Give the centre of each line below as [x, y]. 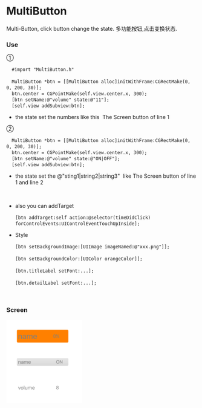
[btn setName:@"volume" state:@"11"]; [61, 100]
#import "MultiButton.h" [43, 70]
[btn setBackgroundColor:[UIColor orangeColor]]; [79, 259]
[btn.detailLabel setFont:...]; [56, 283]
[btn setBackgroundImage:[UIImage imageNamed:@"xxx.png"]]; [92, 247]
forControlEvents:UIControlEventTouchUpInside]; [77, 224]
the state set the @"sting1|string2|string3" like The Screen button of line [106, 176]
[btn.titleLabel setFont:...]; [54, 271]
